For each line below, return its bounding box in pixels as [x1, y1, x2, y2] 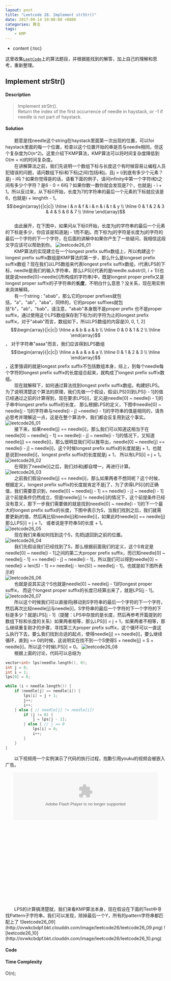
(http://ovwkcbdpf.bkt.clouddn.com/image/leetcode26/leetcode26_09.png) [5, 924, 163, 930]
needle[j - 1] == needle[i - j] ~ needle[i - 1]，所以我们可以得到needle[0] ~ [5, 556, 158, 562]
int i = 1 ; [5, 669, 28, 675]
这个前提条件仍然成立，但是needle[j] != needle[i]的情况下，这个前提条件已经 [5, 494, 165, 500]
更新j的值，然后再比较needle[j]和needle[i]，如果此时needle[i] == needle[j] [9, 513, 165, 519]
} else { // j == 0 [23, 722, 65, 727]
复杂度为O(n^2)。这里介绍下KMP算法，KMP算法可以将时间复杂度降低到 [9, 150, 160, 156]
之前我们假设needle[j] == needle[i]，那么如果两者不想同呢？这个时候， [14, 475, 163, 481]
